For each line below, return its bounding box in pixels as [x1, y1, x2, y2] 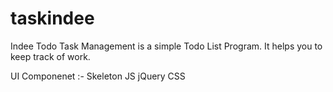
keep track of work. [10, 50, 91, 62]
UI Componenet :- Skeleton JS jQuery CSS [10, 70, 186, 82]
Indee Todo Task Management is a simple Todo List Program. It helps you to [10, 40, 323, 52]
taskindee [10, 7, 95, 30]
